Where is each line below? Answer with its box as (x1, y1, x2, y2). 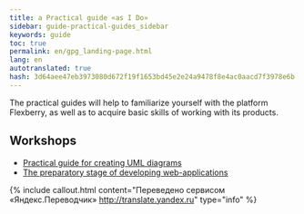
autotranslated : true (9, 64, 92, 73)
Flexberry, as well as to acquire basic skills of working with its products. (9, 106, 279, 118)
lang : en (9, 55, 43, 64)
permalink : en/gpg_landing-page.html (9, 47, 153, 56)
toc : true (9, 38, 47, 48)
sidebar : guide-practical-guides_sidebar (9, 22, 169, 31)
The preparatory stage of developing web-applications (22, 167, 228, 178)
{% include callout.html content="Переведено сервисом (9, 184, 226, 195)
